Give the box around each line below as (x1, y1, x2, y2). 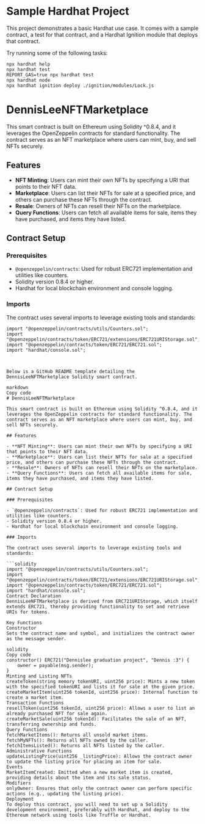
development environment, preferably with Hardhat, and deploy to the (6, 806, 190, 813)
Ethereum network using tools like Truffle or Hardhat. (6, 812, 151, 818)
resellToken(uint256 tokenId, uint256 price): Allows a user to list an (6, 705, 195, 711)
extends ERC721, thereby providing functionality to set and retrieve (6, 603, 190, 610)
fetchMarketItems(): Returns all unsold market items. (6, 732, 149, 738)
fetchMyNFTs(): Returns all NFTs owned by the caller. (6, 737, 149, 743)
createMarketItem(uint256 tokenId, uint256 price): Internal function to (6, 689, 198, 695)
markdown (6, 384, 29, 390)
